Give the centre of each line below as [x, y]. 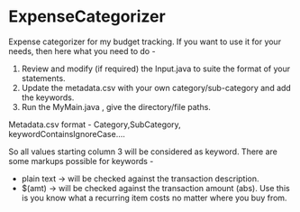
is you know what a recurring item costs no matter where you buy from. [154, 198]
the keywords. [48, 97]
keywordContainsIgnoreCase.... [67, 134]
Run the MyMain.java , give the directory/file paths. [116, 106]
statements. [43, 78]
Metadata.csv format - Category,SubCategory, [95, 124]
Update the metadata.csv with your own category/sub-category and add [156, 88]
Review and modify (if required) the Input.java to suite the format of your [155, 69]
